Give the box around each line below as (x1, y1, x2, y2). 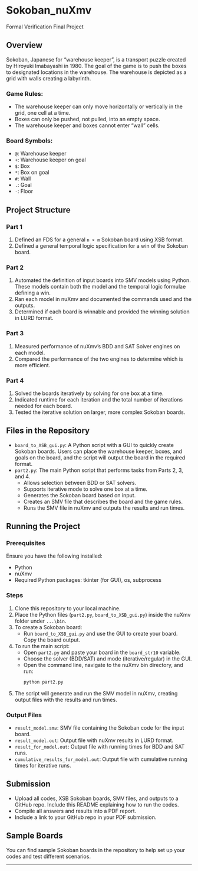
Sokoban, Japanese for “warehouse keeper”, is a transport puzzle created (6, 56, 186, 63)
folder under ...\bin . (14, 617, 67, 624)
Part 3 (6, 329, 24, 338)
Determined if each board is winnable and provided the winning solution (14, 308, 190, 315)
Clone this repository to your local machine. (14, 604, 121, 612)
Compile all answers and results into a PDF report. (14, 807, 137, 814)
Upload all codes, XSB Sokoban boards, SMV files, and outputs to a (14, 795, 179, 802)
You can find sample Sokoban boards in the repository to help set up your (6, 846, 186, 853)
